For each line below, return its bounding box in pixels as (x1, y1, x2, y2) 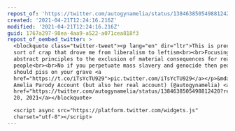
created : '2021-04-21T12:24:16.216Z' (7, 17, 117, 24)
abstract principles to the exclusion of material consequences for (13, 56, 218, 63)
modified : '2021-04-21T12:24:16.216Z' (7, 23, 120, 30)
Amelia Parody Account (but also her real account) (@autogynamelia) (13, 82, 220, 88)
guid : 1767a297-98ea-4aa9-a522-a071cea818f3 (7, 29, 139, 37)
